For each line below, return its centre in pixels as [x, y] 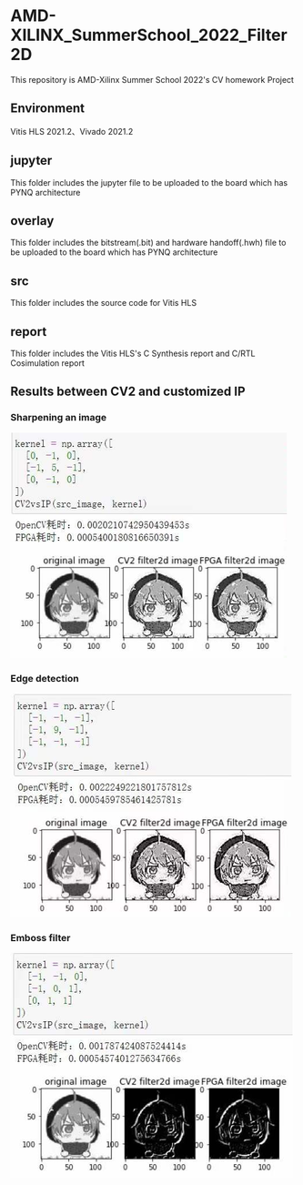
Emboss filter [40, 937]
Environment [48, 109]
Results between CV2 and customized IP [128, 392]
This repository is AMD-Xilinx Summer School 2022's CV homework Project [152, 79]
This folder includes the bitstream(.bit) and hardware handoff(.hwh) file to [148, 243]
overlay [32, 221]
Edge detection [45, 678]
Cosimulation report [48, 363]
